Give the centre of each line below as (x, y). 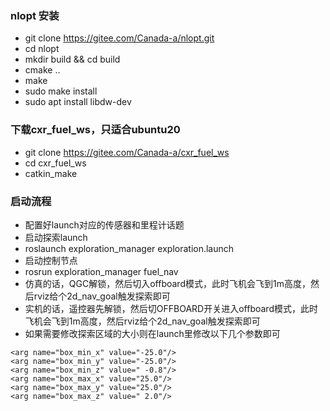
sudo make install (61, 91)
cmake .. (42, 70)
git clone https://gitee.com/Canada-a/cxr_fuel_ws (127, 152)
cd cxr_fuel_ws (55, 163)
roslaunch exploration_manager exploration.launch (129, 248)
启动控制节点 (51, 260)
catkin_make (51, 173)
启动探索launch (56, 237)
